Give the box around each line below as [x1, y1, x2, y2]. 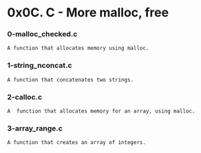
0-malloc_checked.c [7, 30, 78, 39]
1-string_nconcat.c [7, 60, 72, 70]
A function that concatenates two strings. [7, 76, 134, 83]
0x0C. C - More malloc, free [7, 5, 169, 21]
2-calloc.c [7, 92, 43, 102]
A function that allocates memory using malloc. [7, 45, 149, 52]
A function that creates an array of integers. [7, 139, 147, 146]
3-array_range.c [7, 123, 63, 133]
